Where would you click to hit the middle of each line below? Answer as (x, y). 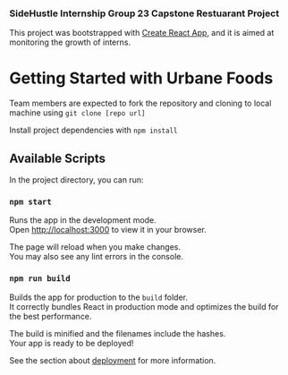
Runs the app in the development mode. (83, 220)
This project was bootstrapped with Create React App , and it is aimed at (142, 33)
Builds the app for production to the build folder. (99, 297)
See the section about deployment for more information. (113, 360)
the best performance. (51, 316)
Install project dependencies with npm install (93, 130)
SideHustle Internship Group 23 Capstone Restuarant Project (144, 13)
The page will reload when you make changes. (95, 247)
